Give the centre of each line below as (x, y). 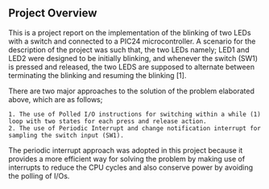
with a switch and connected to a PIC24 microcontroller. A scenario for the (132, 41)
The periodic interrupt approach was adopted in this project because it (126, 150)
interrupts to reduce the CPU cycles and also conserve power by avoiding (131, 167)
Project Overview (53, 13)
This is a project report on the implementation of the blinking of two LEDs (130, 32)
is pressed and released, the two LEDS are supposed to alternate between (132, 67)
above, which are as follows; (56, 99)
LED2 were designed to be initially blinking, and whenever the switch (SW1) (133, 58)
